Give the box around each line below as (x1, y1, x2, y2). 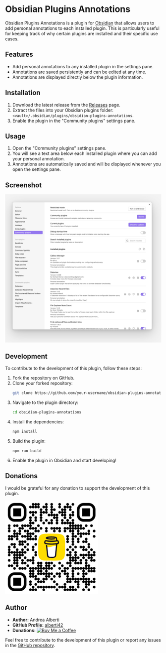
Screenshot (5, 181, 42, 189)
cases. (5, 36, 19, 42)
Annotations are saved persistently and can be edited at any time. (12, 69, 147, 75)
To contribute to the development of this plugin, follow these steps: (5, 365, 142, 372)
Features (5, 50, 33, 59)
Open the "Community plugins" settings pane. (12, 145, 107, 151)
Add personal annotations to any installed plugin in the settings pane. (12, 63, 154, 69)
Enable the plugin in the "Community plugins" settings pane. (12, 118, 136, 124)
